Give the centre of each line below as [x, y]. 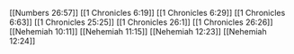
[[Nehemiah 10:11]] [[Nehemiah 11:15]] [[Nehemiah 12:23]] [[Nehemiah [138, 31]
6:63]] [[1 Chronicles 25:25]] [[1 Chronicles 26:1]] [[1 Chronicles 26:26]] [141, 22]
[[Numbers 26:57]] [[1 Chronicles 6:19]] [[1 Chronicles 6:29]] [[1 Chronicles [147, 13]
